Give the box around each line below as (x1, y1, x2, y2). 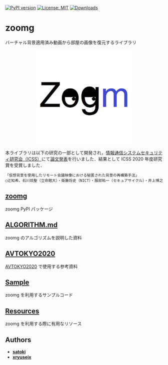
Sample (5, 278, 29, 286)
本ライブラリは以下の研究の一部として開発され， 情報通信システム (5, 150, 141, 156)
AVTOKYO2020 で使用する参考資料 (5, 263, 78, 269)
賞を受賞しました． (5, 162, 45, 168)
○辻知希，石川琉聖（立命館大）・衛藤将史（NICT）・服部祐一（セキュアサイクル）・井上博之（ (5, 178, 167, 183)
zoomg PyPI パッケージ (5, 205, 53, 212)
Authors (5, 335, 31, 344)
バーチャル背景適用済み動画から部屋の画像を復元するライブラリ (5, 39, 136, 45)
